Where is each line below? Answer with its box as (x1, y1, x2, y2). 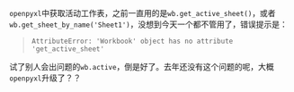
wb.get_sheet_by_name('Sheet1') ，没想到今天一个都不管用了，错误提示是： (9, 19, 288, 29)
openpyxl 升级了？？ (9, 72, 82, 83)
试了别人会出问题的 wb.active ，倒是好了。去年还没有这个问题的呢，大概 (9, 62, 274, 71)
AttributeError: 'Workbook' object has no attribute (31, 37, 234, 46)
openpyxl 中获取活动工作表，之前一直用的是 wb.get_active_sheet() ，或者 (9, 8, 276, 18)
